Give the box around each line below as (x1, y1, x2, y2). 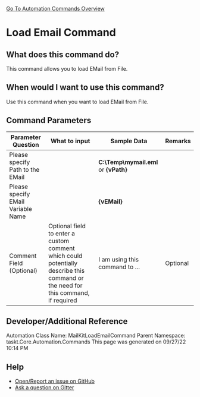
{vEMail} (98, 197, 123, 206)
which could (48, 251, 83, 260)
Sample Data (110, 137, 148, 145)
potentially (48, 259, 78, 267)
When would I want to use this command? (6, 83, 165, 93)
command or (48, 273, 85, 282)
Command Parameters (6, 115, 92, 125)
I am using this (98, 255, 139, 263)
